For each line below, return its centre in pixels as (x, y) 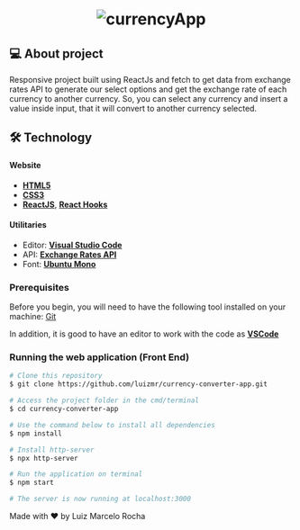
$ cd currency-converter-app (64, 409)
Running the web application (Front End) (100, 357)
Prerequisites (39, 287)
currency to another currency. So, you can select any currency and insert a (149, 99)
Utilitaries (28, 225)
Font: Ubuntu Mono (59, 264)
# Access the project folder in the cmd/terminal (105, 400)
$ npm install (36, 433)
